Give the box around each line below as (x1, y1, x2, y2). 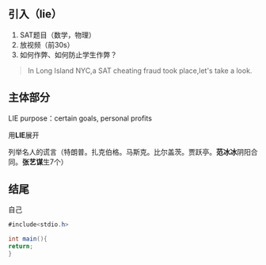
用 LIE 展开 (8, 130, 40, 140)
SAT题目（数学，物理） (19, 30, 97, 40)
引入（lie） (8, 7, 62, 21)
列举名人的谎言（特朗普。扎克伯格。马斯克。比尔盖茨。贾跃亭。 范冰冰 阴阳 (8, 147, 251, 156)
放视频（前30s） (19, 40, 74, 49)
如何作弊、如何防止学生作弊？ (19, 50, 117, 60)
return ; (8, 243, 34, 251)
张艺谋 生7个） (22, 157, 68, 167)
